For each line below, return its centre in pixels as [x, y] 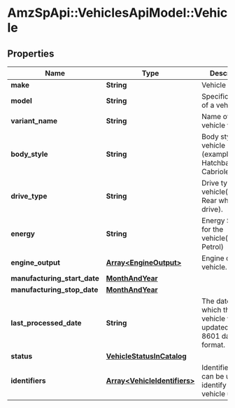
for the [213, 229]
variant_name [34, 121]
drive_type [29, 196]
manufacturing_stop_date [55, 290]
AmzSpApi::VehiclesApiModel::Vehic [117, 13]
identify [214, 385]
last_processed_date [46, 323]
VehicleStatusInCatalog [146, 356]
